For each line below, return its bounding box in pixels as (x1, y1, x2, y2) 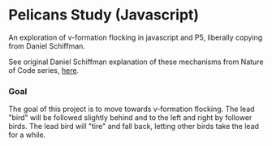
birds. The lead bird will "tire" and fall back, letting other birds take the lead (8, 122, 260, 131)
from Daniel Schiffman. (8, 41, 85, 50)
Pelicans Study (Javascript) (8, 6, 200, 24)
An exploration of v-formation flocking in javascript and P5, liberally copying (8, 32, 263, 42)
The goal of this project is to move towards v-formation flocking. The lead (8, 104, 255, 114)
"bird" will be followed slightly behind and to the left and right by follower (8, 113, 253, 122)
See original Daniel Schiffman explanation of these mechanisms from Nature (8, 57, 264, 67)
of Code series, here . (8, 65, 80, 75)
